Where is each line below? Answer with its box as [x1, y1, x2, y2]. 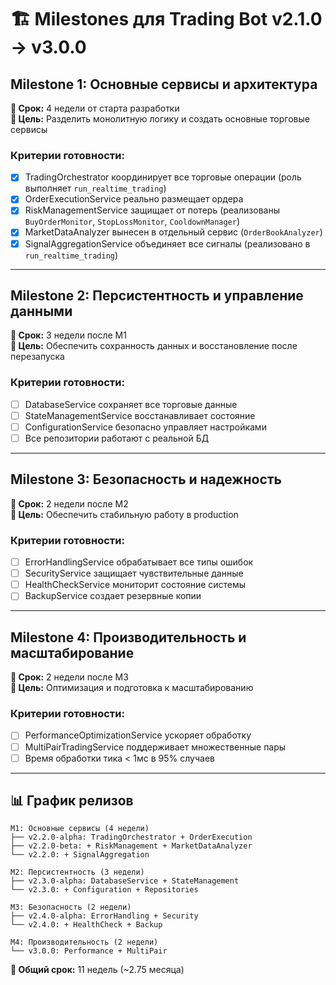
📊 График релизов [10, 792, 134, 810]
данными [10, 303, 73, 320]
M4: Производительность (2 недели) [10, 937, 159, 948]
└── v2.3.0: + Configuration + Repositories [10, 885, 199, 895]
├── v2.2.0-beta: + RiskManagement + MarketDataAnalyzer [10, 841, 253, 851]
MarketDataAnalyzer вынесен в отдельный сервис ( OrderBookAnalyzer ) [24, 226, 323, 238]
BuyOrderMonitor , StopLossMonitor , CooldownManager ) [24, 216, 241, 228]
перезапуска [10, 351, 65, 363]
